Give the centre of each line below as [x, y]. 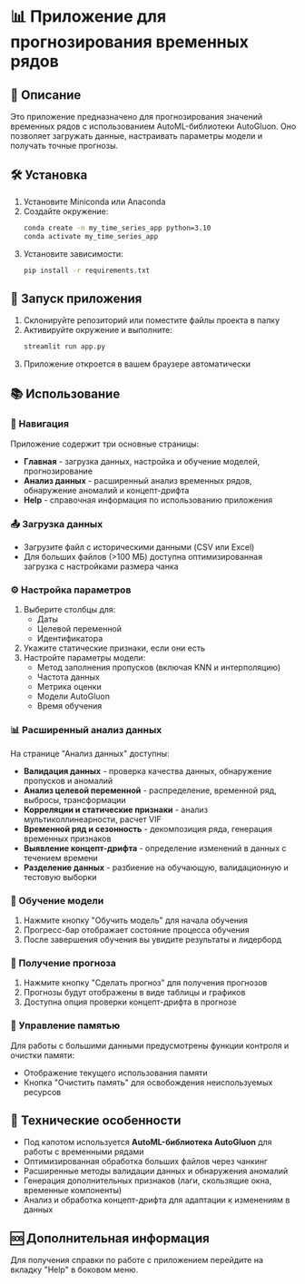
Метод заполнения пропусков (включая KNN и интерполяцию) [158, 668]
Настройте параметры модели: [84, 658]
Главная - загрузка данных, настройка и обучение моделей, [142, 461]
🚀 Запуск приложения [76, 298]
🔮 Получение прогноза [63, 963]
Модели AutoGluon [74, 696]
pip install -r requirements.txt [87, 270]
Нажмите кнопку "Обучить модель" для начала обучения [136, 920]
